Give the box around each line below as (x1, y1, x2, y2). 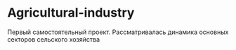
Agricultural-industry (7, 5, 135, 21)
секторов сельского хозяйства (7, 35, 100, 43)
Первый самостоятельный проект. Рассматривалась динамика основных (7, 28, 229, 36)
